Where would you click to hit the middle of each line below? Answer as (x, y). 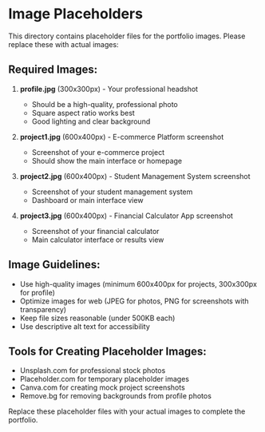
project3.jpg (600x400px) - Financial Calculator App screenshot (127, 216)
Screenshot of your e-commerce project (98, 152)
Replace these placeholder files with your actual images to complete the (127, 411)
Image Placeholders (76, 14)
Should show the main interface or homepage (107, 161)
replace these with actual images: (63, 44)
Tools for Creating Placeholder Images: (108, 351)
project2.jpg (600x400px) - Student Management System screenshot (135, 176)
